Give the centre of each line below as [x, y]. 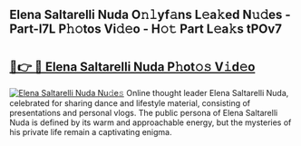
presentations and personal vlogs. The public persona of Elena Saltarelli [144, 113]
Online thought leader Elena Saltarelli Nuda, [208, 93]
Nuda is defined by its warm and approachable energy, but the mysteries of [150, 122]
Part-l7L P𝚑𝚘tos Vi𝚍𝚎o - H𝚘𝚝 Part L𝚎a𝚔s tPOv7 [146, 29]
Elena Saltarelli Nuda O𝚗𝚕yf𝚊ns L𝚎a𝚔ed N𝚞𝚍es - [150, 15]
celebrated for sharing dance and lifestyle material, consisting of [130, 103]
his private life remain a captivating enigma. [91, 132]
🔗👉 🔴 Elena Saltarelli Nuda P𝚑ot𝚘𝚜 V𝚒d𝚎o [132, 67]
